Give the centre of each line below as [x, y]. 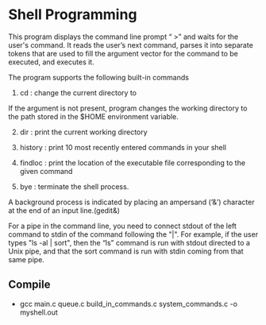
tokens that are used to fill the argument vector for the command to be [123, 53]
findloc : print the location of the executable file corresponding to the [133, 162]
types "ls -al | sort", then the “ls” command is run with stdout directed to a [129, 242]
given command [46, 171]
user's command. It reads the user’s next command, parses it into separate [131, 44]
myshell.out [39, 312]
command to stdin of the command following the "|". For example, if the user [133, 234]
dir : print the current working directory [84, 132]
